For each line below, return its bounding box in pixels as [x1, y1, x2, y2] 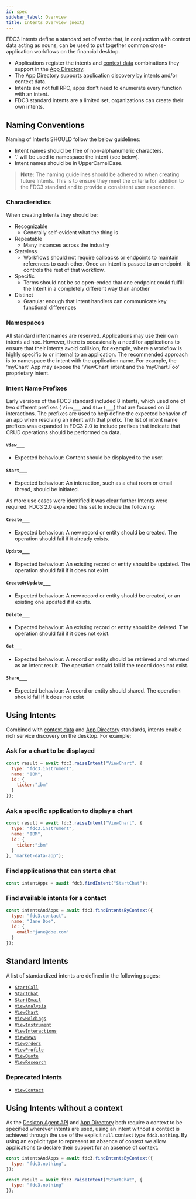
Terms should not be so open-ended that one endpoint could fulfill [23, 279, 184, 286]
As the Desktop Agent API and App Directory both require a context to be [6, 1119, 183, 1126]
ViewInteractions [14, 1028, 57, 1034]
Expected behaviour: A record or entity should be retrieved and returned [14, 656, 189, 663]
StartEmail [14, 997, 42, 1003]
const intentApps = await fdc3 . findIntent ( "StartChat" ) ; [6, 880, 148, 886]
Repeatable [14, 236, 43, 243]
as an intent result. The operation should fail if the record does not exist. [14, 661, 189, 669]
